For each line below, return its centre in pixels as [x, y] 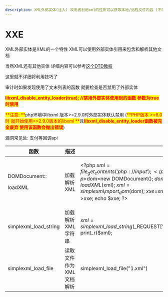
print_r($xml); [96, 232]
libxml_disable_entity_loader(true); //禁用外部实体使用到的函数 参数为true [82, 97]
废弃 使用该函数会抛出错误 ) [37, 127]
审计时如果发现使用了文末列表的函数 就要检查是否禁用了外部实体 [71, 87]
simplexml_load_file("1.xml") [114, 268]
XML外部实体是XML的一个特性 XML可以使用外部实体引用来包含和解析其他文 [83, 49]
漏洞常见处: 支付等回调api [31, 137]
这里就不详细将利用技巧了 [31, 76]
